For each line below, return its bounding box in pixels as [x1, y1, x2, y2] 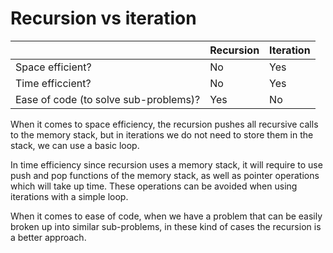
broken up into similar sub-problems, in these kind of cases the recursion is [10, 220, 322, 232]
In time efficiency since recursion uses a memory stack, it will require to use [10, 158, 323, 171]
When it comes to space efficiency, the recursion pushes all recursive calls [10, 118, 319, 130]
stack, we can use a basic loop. [10, 139, 140, 151]
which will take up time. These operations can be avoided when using [10, 180, 298, 192]
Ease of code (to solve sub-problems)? [15, 92, 201, 106]
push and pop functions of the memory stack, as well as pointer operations [10, 169, 320, 181]
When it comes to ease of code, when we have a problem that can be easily [10, 210, 323, 222]
